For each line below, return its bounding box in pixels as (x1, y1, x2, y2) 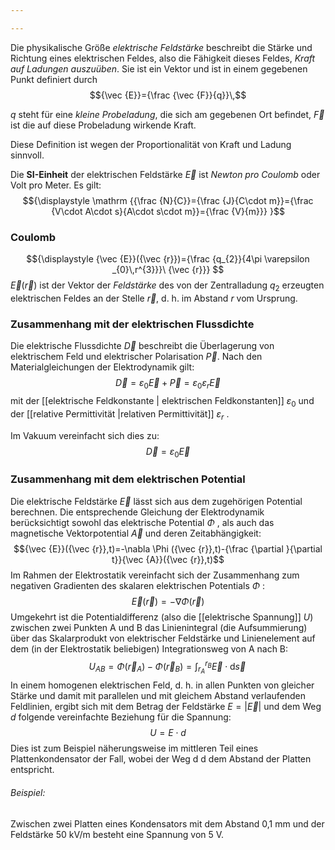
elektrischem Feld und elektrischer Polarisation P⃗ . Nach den (10, 351, 263, 363)
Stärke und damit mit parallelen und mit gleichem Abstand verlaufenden (10, 690, 306, 702)
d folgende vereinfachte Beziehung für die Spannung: (10, 711, 232, 723)
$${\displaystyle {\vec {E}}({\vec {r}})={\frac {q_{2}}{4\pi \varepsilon (26, 253, 310, 265)
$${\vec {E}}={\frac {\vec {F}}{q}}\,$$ (89, 89, 247, 101)
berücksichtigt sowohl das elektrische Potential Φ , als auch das (10, 516, 275, 528)
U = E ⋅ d (149, 727, 187, 739)
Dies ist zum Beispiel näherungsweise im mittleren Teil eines (10, 742, 259, 755)
